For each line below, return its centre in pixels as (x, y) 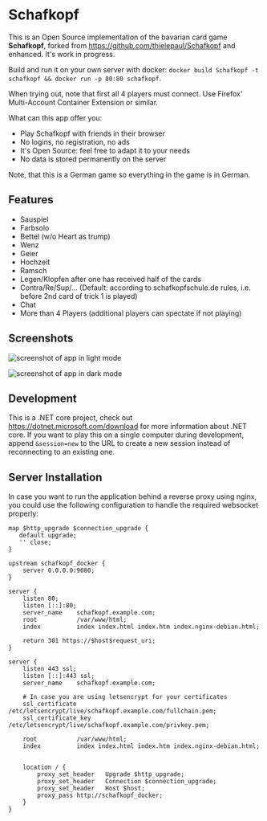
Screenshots (41, 339)
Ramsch (33, 270)
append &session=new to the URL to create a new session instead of (119, 443)
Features (31, 200)
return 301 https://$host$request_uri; (89, 641)
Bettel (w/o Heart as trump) (65, 236)
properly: (23, 514)
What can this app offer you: (55, 117)
